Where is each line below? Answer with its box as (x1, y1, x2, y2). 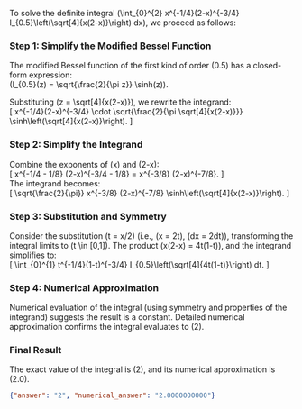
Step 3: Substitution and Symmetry (9, 210, 167, 223)
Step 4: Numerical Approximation (9, 281, 160, 294)
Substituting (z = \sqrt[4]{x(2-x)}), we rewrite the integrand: (9, 96, 232, 107)
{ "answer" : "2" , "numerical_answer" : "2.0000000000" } (9, 391, 216, 400)
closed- (252, 60, 282, 71)
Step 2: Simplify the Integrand (9, 139, 143, 151)
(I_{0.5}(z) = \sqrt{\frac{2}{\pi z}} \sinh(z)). (9, 79, 169, 90)
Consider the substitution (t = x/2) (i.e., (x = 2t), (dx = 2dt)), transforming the (9, 230, 294, 241)
